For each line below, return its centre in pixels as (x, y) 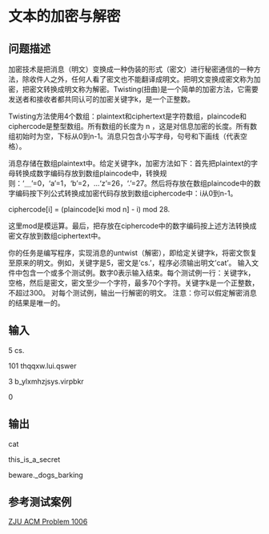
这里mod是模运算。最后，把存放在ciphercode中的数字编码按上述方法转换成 (132, 226)
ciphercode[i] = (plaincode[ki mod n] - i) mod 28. (89, 209)
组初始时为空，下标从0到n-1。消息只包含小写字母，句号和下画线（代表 (124, 136)
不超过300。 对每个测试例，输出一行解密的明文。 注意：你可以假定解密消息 (133, 293)
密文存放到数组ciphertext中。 (57, 236)
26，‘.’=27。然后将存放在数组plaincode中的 (182, 183)
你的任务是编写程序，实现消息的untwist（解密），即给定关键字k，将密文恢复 (133, 253)
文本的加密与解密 (65, 16)
